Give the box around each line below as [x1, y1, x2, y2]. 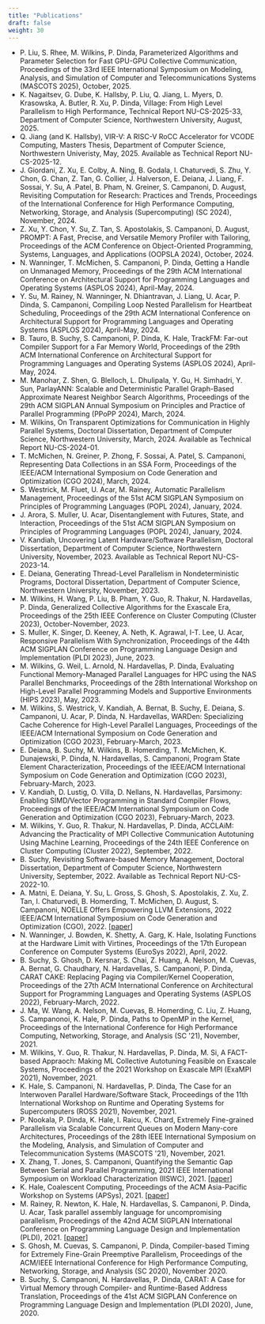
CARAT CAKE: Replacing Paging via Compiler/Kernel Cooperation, [19, 972, 235, 982]
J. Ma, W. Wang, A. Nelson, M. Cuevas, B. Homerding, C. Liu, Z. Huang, [19, 1006, 252, 1016]
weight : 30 [8, 26, 44, 34]
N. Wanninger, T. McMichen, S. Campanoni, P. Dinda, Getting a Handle [19, 258, 250, 267]
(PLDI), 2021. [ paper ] [19, 1233, 89, 1243]
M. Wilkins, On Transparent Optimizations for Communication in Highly [19, 418, 251, 427]
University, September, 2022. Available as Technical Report [19, 872, 214, 881]
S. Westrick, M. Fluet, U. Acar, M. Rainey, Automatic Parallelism [19, 485, 225, 494]
